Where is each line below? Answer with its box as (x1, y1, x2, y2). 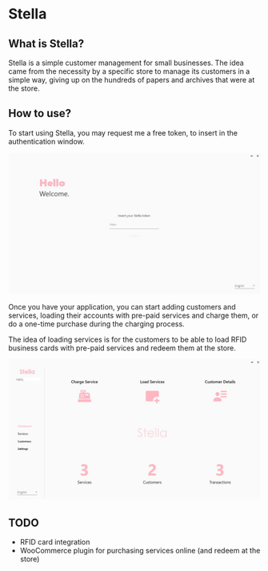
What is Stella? (8, 37, 85, 51)
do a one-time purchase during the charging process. (8, 319, 186, 329)
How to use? (8, 107, 72, 120)
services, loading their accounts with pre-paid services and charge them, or (8, 310, 259, 321)
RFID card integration (19, 537, 90, 547)
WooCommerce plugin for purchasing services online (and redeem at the (19, 546, 261, 556)
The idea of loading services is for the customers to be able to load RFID (8, 334, 247, 345)
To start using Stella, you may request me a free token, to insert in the (8, 128, 238, 137)
